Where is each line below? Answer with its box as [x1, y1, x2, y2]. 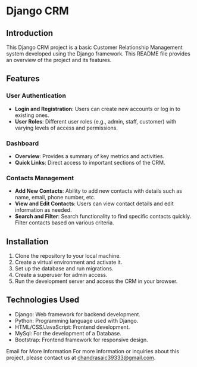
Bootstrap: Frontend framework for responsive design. [14, 336, 149, 343]
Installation [6, 236, 49, 246]
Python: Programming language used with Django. [14, 317, 139, 324]
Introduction [6, 28, 54, 38]
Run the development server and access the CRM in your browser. [14, 277, 178, 285]
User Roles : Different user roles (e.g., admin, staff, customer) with [14, 118, 177, 125]
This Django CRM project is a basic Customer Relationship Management [6, 44, 183, 51]
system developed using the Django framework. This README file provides [6, 50, 190, 57]
